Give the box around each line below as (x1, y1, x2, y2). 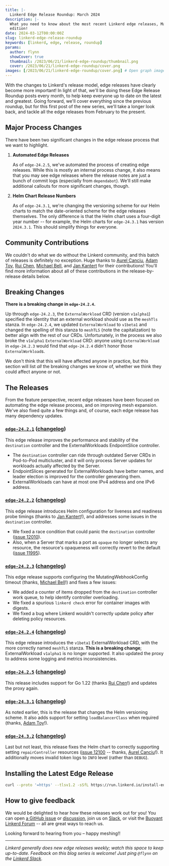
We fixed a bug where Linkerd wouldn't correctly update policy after (12, 610, 154, 617)
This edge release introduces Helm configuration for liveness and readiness (5, 508, 162, 514)
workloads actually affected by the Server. (12, 463, 101, 469)
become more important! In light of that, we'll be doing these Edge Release (5, 88, 160, 93)
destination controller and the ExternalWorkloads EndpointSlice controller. (5, 442, 160, 448)
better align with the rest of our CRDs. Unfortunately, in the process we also (5, 332, 162, 338)
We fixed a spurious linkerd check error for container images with (12, 600, 150, 606)
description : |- (5, 17, 39, 22)
